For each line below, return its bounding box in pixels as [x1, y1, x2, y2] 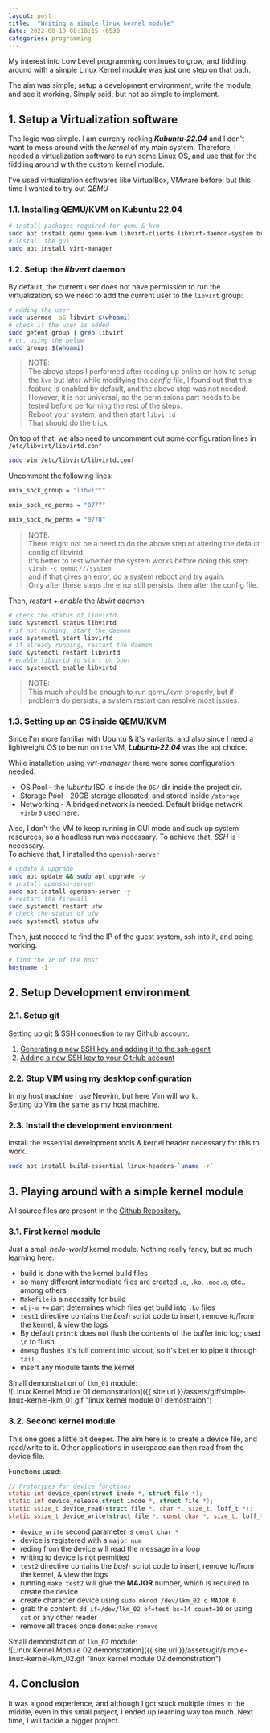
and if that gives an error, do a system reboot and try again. [27, 571, 225, 581]
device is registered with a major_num [19, 1535, 142, 1544]
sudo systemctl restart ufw [8, 902, 103, 911]
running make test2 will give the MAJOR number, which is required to [19, 1577, 250, 1588]
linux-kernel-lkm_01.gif [8, 1395, 84, 1405]
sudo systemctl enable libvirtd [8, 664, 117, 672]
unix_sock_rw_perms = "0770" [8, 516, 106, 524]
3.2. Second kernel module [8, 1415, 116, 1427]
